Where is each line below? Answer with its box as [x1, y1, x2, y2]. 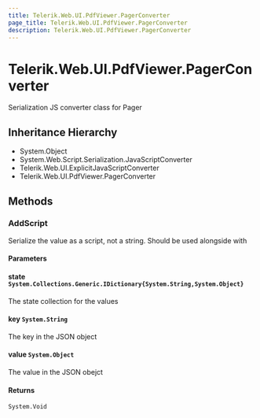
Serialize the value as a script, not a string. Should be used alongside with [8, 235, 247, 245]
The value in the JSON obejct [8, 368, 104, 377]
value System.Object [8, 350, 75, 359]
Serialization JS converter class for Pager [8, 103, 143, 113]
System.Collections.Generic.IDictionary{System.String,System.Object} [8, 280, 244, 288]
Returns [8, 385, 35, 394]
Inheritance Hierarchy [8, 125, 118, 139]
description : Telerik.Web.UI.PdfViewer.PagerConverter [8, 26, 192, 34]
